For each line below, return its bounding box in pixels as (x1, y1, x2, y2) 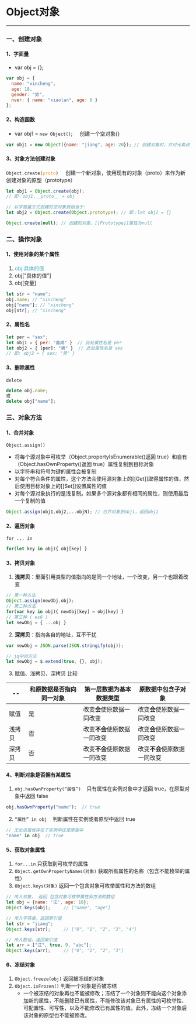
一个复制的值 (14, 497, 45, 504)
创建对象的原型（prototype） (6, 176, 76, 183)
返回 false (24, 793, 48, 800)
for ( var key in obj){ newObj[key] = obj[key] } (6, 609, 124, 615)
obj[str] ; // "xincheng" (6, 307, 66, 313)
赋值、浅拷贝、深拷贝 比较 (14, 670, 78, 677)
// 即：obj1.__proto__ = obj (6, 194, 75, 200)
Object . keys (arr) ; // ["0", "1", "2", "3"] (6, 948, 124, 954)
